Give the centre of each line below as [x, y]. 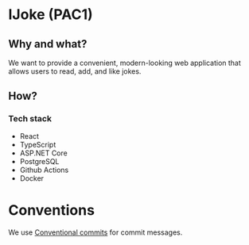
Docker [32, 178]
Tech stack [30, 119]
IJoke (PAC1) [51, 15]
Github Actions [44, 170]
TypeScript [38, 144]
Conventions [52, 210]
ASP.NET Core [43, 153]
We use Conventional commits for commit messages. [95, 232]
